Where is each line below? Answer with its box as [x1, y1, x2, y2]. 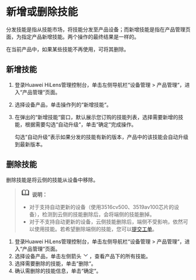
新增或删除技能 [6, 5, 78, 19]
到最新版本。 [14, 140, 46, 147]
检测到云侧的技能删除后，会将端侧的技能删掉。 [42, 211, 155, 218]
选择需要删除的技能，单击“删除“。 [14, 259, 97, 267]
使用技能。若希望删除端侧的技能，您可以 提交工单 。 [34, 225, 158, 232]
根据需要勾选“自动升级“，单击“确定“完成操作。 [25, 121, 137, 128]
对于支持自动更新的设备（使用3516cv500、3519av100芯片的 [29, 203, 174, 210]
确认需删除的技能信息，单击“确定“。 [14, 267, 102, 274]
